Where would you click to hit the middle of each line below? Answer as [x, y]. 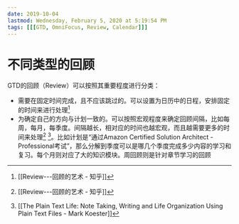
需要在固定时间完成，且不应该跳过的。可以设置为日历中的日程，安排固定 [123, 101]
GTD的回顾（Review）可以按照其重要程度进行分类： [84, 85]
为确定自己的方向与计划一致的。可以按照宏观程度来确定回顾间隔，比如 [121, 119]
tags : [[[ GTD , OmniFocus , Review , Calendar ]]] [78, 27]
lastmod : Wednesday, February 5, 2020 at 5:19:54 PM [87, 21]
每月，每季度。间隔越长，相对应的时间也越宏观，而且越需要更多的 [127, 127]
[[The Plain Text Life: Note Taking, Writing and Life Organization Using [120, 206]
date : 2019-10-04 [33, 14]
